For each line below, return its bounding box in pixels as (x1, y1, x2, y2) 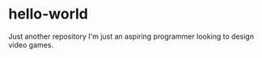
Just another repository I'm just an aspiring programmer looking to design (8, 31, 255, 41)
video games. (8, 39, 54, 49)
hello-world (8, 5, 89, 23)
